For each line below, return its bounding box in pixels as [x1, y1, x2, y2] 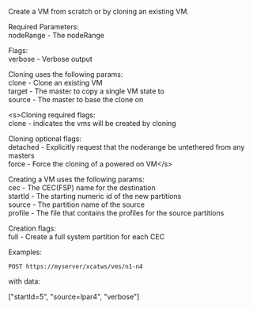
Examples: [8, 247, 42, 257]
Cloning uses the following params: [8, 70, 123, 78]
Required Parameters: [8, 22, 79, 31]
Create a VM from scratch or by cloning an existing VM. [8, 7, 190, 16]
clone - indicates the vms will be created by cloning [8, 119, 176, 128]
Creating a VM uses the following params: [8, 174, 145, 184]
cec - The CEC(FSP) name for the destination [8, 183, 156, 193]
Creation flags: [8, 223, 57, 233]
